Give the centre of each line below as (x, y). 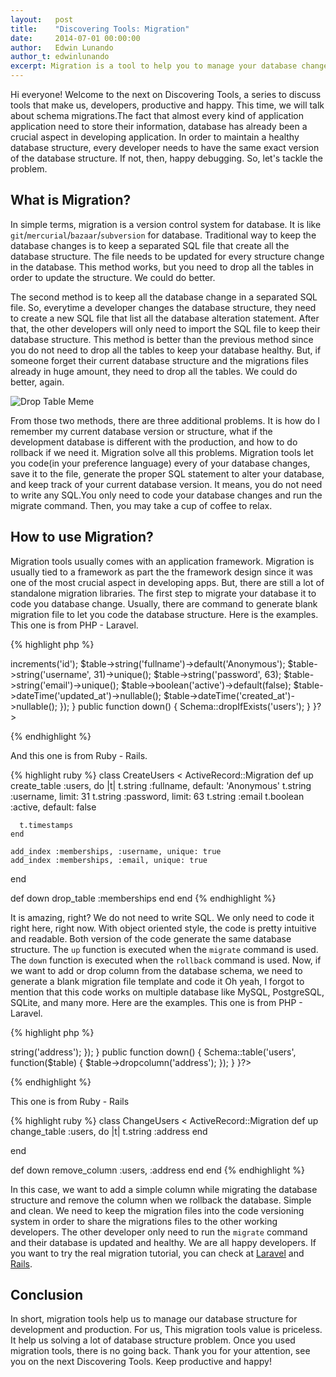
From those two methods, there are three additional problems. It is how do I (165, 420)
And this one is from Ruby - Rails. (79, 755)
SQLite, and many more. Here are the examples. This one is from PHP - (156, 1002)
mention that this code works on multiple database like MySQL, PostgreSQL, (167, 992)
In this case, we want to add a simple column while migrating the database (164, 1189)
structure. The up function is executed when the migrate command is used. (164, 949)
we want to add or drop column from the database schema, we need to (156, 970)
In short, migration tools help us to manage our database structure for (154, 1319)
